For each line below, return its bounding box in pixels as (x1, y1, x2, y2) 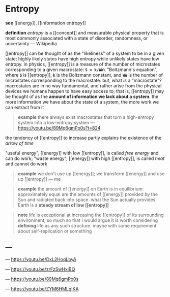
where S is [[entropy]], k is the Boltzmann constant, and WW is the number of (5, 72, 163, 78)
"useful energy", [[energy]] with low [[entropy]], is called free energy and (5, 150, 159, 156)
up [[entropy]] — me (17, 176, 61, 182)
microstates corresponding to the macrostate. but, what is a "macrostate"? (5, 77, 162, 83)
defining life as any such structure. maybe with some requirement (17, 222, 157, 228)
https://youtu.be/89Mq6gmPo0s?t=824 (17, 125, 101, 131)
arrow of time (5, 140, 34, 146)
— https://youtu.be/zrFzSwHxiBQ (5, 266, 75, 272)
